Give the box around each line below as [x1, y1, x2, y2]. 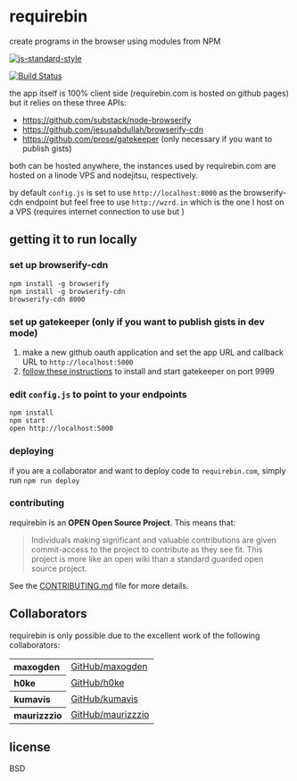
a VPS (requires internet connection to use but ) [9, 206, 185, 216]
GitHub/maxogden [70, 659, 148, 672]
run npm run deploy [9, 474, 80, 485]
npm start [9, 416, 46, 425]
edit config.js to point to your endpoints [9, 388, 187, 400]
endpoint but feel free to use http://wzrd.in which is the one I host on [25, 197, 285, 207]
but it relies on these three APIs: [9, 97, 127, 108]
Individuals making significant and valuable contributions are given [30, 534, 276, 545]
